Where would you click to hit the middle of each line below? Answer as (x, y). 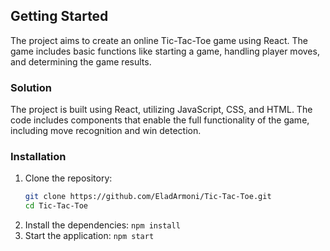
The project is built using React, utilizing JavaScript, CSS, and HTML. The (161, 110)
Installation (38, 157)
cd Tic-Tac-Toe (56, 206)
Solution (31, 87)
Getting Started (59, 16)
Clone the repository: (68, 178)
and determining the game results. (81, 61)
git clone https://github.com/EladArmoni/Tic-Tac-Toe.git (148, 197)
